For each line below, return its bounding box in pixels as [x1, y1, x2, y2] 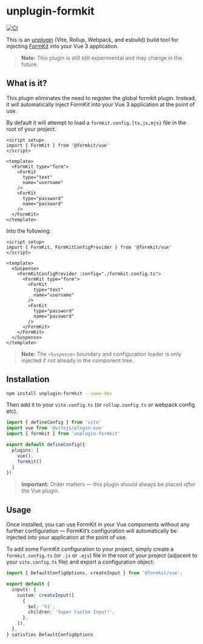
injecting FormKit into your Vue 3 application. [6, 42, 119, 50]
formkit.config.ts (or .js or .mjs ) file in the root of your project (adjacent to [6, 552, 198, 559]
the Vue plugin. [21, 487, 59, 494]
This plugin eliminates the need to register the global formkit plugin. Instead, [6, 94, 197, 101]
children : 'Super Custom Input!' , [28, 609, 115, 616]
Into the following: [6, 227, 52, 234]
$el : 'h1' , [28, 603, 56, 609]
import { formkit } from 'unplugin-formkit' [6, 431, 121, 437]
